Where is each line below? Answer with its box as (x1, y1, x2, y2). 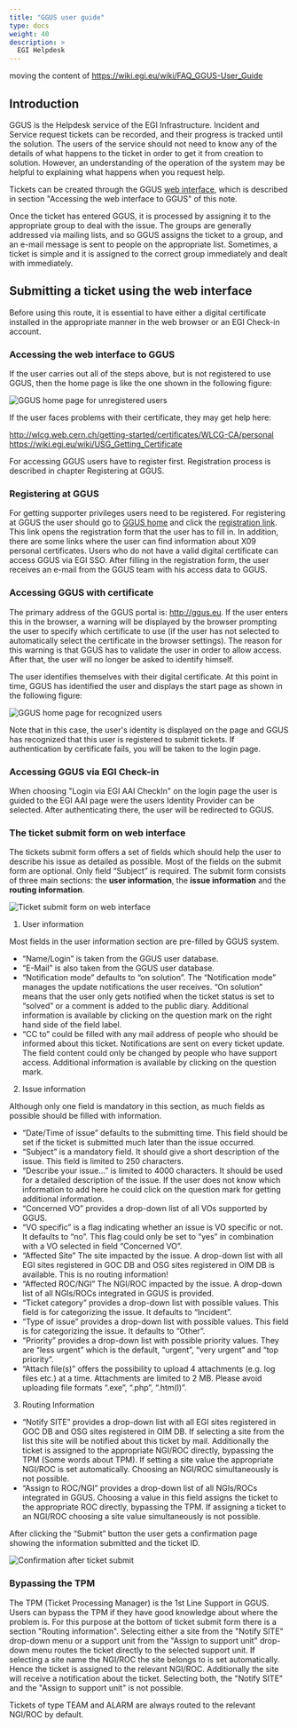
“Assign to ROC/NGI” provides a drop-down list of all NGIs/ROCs (21, 1483, 258, 1494)
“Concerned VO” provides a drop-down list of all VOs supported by (21, 1203, 268, 1214)
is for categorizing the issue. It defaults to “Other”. (21, 1326, 206, 1336)
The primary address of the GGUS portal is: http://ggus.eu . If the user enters (9, 606, 288, 617)
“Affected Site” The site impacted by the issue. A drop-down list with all (21, 1250, 284, 1261)
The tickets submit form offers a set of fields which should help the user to (9, 847, 282, 858)
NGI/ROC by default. (9, 1708, 84, 1719)
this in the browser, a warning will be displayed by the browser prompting (9, 616, 277, 627)
